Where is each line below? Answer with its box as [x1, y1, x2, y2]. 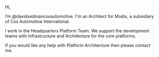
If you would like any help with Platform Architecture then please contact [5, 43, 151, 48]
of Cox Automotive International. [5, 19, 70, 24]
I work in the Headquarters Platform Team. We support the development [5, 28, 150, 33]
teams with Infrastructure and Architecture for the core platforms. [5, 33, 136, 39]
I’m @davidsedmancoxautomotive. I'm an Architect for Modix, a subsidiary [5, 14, 154, 19]
